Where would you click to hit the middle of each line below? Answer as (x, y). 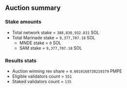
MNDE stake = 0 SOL (40, 43)
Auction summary (33, 8)
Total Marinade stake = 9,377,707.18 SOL (54, 37)
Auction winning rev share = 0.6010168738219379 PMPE (67, 71)
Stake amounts (23, 22)
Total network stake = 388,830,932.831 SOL (56, 32)
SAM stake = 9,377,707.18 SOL (51, 48)
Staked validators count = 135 (42, 81)
